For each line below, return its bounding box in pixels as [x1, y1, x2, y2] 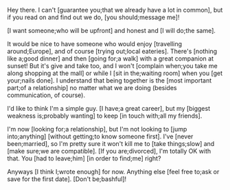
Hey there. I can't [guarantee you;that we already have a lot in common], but [7, 6, 223, 14]
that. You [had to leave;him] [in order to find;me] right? [7, 154, 161, 162]
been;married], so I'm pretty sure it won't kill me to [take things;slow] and [7, 140, 215, 147]
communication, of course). [7, 91, 86, 99]
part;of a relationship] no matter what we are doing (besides [7, 84, 177, 92]
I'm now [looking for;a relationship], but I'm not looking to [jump [7, 125, 187, 133]
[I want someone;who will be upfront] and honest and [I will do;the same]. [7, 27, 216, 34]
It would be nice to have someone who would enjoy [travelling [7, 40, 183, 47]
